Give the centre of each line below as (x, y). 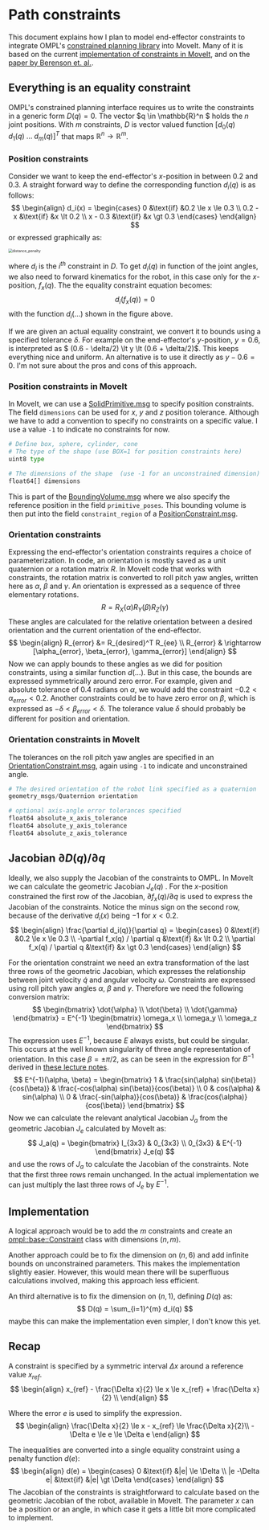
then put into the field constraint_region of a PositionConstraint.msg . (123, 513)
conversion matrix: (39, 997)
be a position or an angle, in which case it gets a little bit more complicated (132, 1509)
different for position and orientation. (69, 719)
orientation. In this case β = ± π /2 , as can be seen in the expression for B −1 (131, 1058)
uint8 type (26, 459)
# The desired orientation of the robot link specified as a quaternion (132, 789)
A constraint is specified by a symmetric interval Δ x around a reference (126, 1366)
